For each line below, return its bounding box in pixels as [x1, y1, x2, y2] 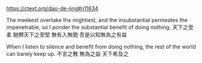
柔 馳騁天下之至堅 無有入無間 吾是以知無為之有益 [6, 31, 127, 38]
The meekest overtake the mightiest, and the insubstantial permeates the [6, 17, 188, 24]
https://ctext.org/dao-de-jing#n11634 [6, 5, 98, 12]
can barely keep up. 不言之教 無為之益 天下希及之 [6, 50, 129, 58]
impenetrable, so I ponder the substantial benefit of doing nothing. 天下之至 [6, 23, 194, 31]
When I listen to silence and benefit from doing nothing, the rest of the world [6, 43, 196, 50]
